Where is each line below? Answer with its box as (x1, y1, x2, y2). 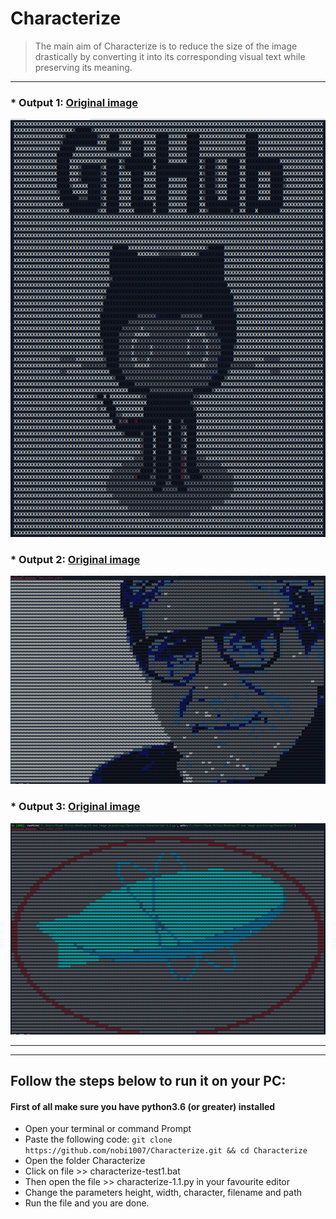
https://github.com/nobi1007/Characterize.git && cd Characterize (24, 1146, 308, 1156)
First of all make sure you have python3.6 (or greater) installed (10, 1100, 276, 1112)
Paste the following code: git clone (24, 1133, 173, 1146)
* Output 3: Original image (10, 800, 141, 814)
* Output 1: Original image (10, 95, 139, 109)
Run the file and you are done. (24, 1197, 150, 1209)
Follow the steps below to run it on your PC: (10, 1072, 287, 1089)
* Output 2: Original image (10, 552, 141, 566)
